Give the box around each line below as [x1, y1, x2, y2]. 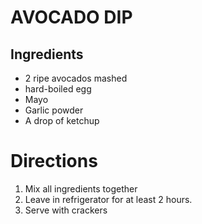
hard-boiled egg [24, 83, 92, 95]
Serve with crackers [24, 204, 108, 216]
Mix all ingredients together [24, 182, 138, 195]
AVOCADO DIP [10, 6, 133, 29]
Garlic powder [24, 104, 84, 116]
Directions [10, 150, 98, 173]
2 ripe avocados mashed [24, 72, 128, 84]
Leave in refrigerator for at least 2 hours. [24, 193, 193, 205]
